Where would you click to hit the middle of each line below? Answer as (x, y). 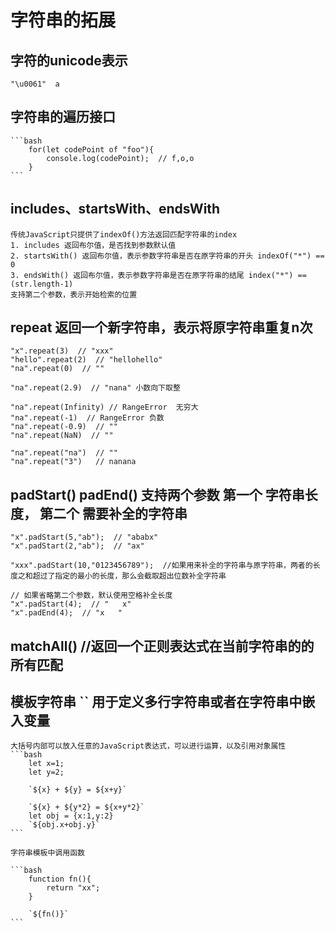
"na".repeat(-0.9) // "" (64, 427)
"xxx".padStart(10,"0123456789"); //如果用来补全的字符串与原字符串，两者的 (161, 566)
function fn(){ (60, 879)
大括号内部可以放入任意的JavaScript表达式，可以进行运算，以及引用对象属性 (148, 746)
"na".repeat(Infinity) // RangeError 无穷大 (104, 407)
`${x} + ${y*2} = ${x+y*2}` (86, 807)
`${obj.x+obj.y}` (64, 825)
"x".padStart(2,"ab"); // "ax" (77, 546)
